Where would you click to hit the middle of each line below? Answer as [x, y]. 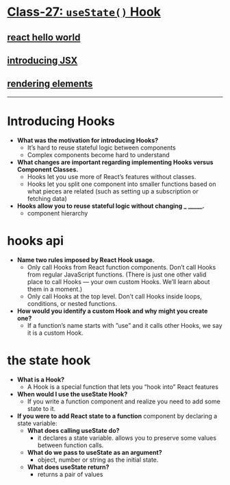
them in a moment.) [55, 289]
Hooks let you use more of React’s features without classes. [112, 176]
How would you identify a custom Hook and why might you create [112, 311]
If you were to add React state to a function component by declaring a [117, 416]
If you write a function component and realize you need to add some [124, 401]
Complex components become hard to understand [98, 154]
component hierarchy [57, 213]
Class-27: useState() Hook [84, 12]
